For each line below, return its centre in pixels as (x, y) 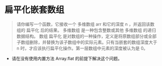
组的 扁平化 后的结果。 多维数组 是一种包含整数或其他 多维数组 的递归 (86, 30)
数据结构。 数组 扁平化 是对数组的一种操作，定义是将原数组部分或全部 (86, 36)
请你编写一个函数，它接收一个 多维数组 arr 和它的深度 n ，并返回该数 (85, 24)
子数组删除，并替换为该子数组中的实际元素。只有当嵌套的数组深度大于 (87, 42)
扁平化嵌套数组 (35, 10)
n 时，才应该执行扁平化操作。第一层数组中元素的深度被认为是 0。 (82, 48)
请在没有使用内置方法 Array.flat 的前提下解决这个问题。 (67, 58)
